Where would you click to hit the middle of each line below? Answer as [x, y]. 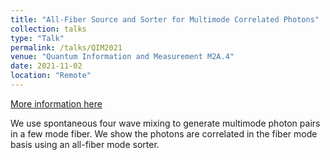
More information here [56, 103]
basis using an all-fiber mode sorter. [85, 144]
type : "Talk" [37, 38]
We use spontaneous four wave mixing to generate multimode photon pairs [165, 123]
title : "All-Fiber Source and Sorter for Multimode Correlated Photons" [165, 19]
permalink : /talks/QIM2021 [66, 47]
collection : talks [48, 29]
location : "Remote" [51, 76]
